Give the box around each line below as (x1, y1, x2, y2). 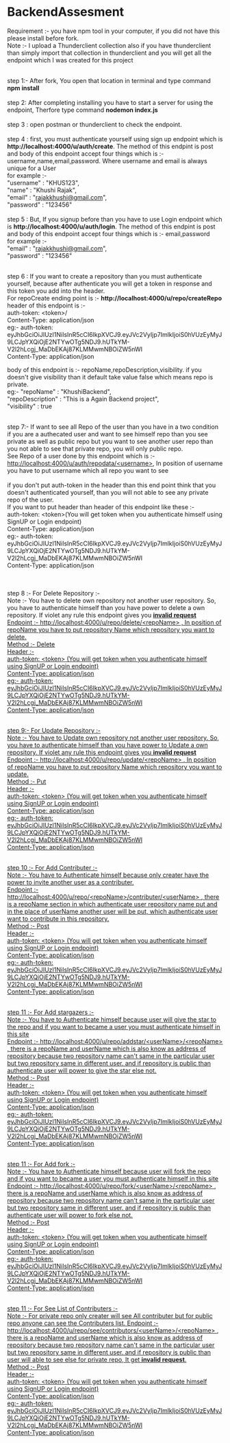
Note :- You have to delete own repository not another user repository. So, (7, 596, 216, 605)
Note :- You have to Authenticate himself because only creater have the (7, 871, 209, 879)
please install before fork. (7, 34, 79, 42)
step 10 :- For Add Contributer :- (7, 863, 98, 871)
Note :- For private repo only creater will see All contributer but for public (7, 1311, 214, 1319)
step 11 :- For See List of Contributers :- (7, 1304, 118, 1313)
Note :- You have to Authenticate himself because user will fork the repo (7, 1167, 211, 1175)
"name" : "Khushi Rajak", (7, 186, 77, 194)
